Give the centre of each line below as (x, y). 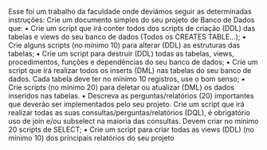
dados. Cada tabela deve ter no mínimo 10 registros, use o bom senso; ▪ (127, 79)
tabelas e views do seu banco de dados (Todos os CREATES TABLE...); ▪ (128, 37)
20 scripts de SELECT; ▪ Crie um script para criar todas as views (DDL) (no (132, 129)
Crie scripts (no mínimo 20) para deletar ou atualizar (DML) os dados (122, 87)
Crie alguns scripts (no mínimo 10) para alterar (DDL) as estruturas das (124, 45)
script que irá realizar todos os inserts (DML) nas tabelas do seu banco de (130, 70)
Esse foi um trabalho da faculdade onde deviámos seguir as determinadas (130, 12)
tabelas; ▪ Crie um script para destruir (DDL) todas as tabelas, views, (122, 54)
